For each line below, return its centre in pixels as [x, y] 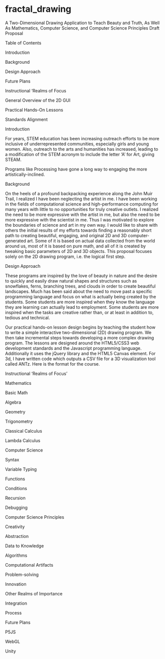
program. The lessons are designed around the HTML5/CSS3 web [72, 343]
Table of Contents [23, 42]
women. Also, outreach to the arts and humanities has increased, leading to [82, 149]
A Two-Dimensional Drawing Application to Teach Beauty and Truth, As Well [82, 23]
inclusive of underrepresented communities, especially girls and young [77, 144]
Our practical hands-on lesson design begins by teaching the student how [80, 327]
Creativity [15, 527]
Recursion [15, 498]
